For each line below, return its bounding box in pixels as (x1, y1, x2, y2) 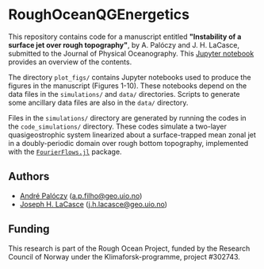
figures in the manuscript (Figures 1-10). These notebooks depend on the (8, 81, 247, 90)
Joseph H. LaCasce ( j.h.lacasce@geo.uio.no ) (19, 199, 168, 209)
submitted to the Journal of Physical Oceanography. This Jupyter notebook (8, 48, 254, 58)
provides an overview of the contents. (8, 57, 132, 67)
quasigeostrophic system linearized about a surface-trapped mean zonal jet (8, 129, 256, 140)
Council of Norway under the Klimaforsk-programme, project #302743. (8, 252, 240, 261)
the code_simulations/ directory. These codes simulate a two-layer (8, 121, 228, 131)
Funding (8, 222, 50, 236)
